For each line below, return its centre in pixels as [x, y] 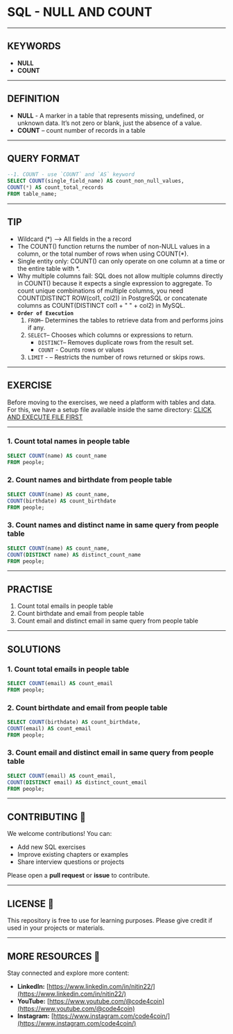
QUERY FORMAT [44, 158]
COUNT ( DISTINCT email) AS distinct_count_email [77, 782]
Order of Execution [45, 313]
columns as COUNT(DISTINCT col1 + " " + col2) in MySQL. [101, 305]
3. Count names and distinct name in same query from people [113, 525]
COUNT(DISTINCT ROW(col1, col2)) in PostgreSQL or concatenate [112, 298]
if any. [36, 327]
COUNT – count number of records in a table [81, 130]
